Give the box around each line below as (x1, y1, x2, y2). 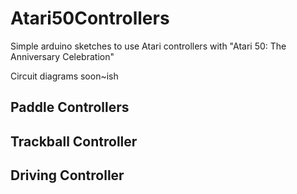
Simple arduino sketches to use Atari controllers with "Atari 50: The (10, 40, 287, 52)
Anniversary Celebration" (10, 50, 115, 62)
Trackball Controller (10, 133, 138, 150)
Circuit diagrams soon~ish (10, 70, 119, 82)
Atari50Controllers (10, 7, 170, 30)
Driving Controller (10, 167, 125, 184)
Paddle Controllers (10, 99, 130, 116)
